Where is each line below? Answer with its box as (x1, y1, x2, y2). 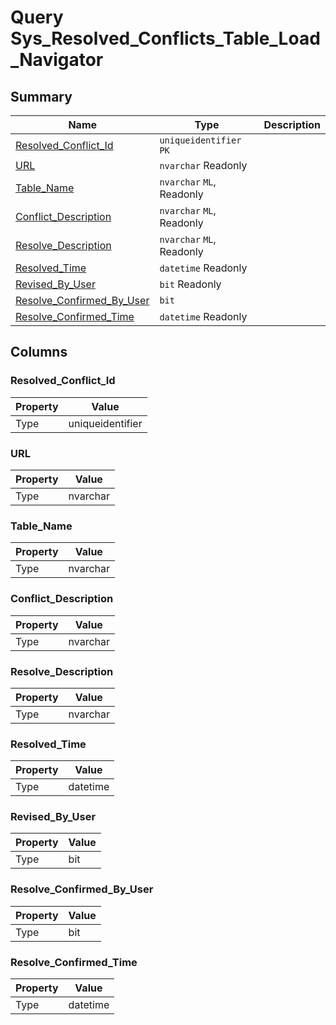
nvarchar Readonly (159, 159, 248, 172)
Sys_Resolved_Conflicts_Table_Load (10, 27, 321, 50)
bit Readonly (159, 277, 222, 291)
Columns (10, 344, 68, 361)
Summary (10, 88, 73, 105)
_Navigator (10, 49, 104, 71)
